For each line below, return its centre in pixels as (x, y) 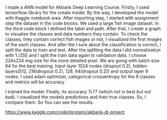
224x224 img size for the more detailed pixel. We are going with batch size (82, 61)
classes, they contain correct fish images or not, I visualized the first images (83, 39)
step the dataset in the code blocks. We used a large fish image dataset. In (82, 23)
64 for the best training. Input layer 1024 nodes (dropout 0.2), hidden (76, 66)
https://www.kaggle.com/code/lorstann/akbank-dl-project (65, 112)
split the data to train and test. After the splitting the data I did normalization (83, 50)
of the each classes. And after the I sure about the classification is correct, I (83, 44)
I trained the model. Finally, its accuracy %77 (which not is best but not (78, 92)
